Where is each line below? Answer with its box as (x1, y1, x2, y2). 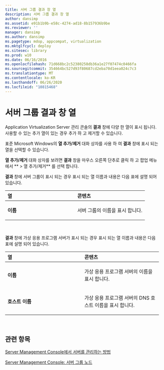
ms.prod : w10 (5, 52, 32, 58)
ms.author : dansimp (5, 35, 45, 40)
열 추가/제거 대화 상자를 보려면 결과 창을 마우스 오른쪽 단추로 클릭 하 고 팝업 (5, 157, 148, 163)
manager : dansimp (5, 30, 41, 35)
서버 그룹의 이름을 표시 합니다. (77, 207, 143, 214)
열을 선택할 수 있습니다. (5, 147, 50, 153)
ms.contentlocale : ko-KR (5, 75, 56, 80)
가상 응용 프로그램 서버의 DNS (84, 295, 150, 301)
